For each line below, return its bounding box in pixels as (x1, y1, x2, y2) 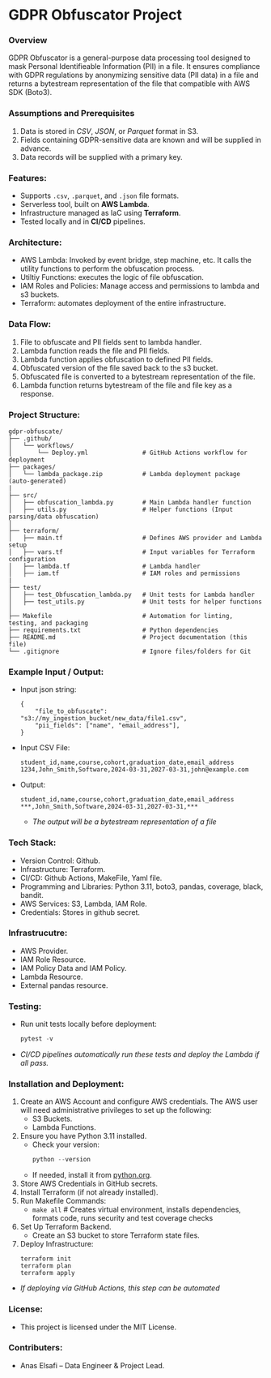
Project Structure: (8, 409, 81, 420)
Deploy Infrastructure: (19, 1239, 94, 1249)
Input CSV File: (19, 743, 70, 753)
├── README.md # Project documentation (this (8, 633, 248, 642)
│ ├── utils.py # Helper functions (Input (8, 505, 233, 513)
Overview (8, 35, 48, 46)
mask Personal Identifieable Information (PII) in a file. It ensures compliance (8, 62, 260, 71)
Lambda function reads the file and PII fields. (19, 346, 170, 355)
